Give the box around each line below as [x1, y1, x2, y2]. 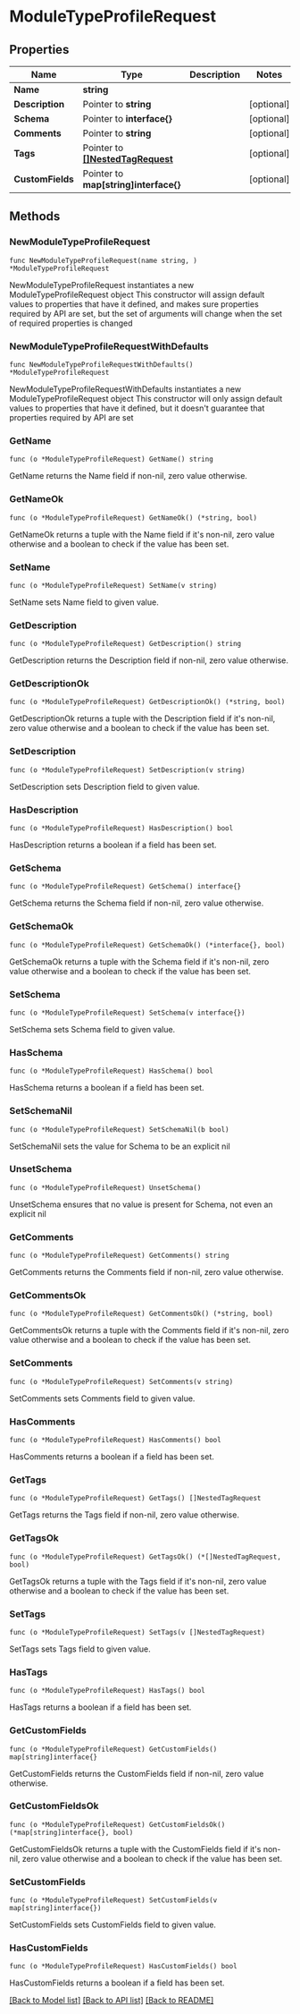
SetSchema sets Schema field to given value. [9, 1024, 176, 1034]
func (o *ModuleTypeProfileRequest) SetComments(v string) [9, 1377, 234, 1386]
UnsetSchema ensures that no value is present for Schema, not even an [9, 1199, 274, 1210]
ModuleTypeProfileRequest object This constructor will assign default [9, 289, 265, 300]
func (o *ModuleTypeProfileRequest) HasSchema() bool [9, 1066, 214, 1075]
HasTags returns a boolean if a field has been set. [9, 1702, 192, 1712]
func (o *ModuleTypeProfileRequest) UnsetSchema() [9, 1183, 202, 1192]
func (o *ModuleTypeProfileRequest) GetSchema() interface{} [9, 882, 242, 891]
